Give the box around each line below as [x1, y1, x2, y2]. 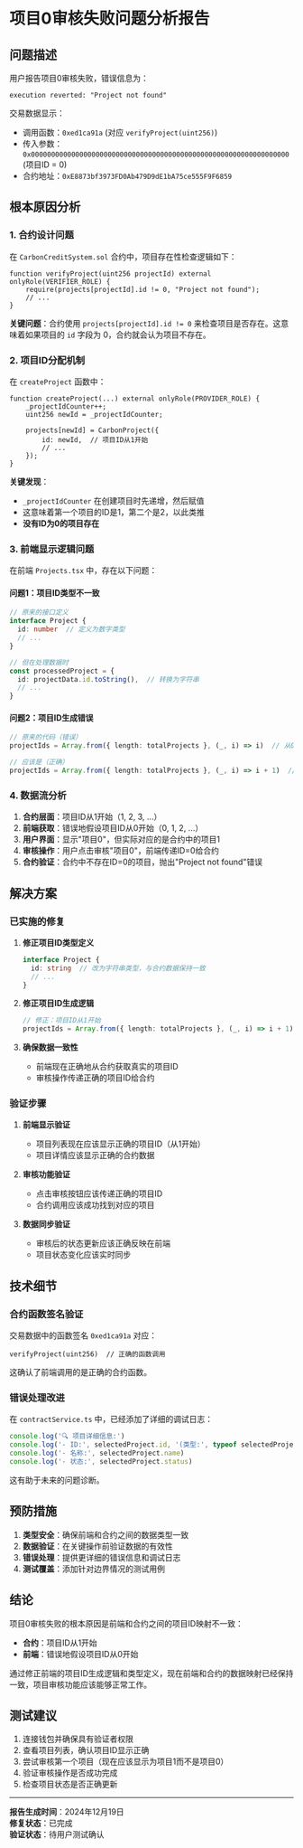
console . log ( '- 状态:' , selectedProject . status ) [9, 1457, 193, 1466]
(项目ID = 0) [22, 159, 68, 170]
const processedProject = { [9, 666, 115, 675]
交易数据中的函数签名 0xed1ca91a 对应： [9, 1330, 158, 1341]
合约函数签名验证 [9, 1307, 84, 1320]
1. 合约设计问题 [9, 229, 75, 241]
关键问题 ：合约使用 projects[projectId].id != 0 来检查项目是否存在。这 [9, 317, 281, 328]
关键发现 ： [9, 476, 50, 486]
